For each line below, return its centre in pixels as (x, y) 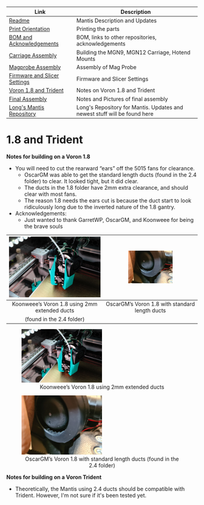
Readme (19, 20)
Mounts (86, 59)
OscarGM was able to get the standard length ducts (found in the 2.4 (110, 175)
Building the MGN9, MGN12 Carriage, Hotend (133, 52)
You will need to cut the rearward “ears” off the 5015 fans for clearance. (105, 169)
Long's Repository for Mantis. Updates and (130, 107)
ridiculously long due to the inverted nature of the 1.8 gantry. (100, 207)
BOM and (20, 38)
